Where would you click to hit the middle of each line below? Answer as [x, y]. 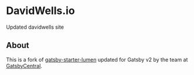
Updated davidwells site [35, 27]
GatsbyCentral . [24, 66]
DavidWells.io [40, 11]
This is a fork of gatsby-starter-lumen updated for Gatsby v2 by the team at [97, 59]
